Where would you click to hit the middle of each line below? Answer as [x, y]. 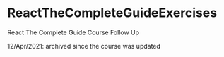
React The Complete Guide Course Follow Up [73, 32]
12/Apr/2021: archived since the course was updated [84, 46]
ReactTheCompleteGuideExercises [112, 13]
